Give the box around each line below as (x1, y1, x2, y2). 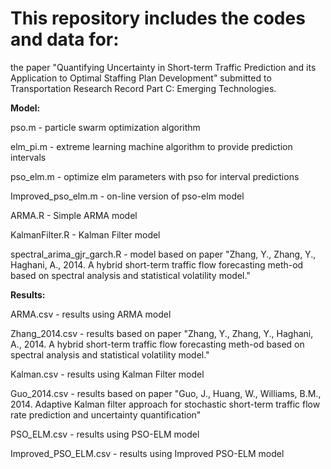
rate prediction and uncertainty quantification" (10, 408, 202, 421)
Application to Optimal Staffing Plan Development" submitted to (10, 72, 272, 84)
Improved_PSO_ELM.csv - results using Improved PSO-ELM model (10, 447, 285, 459)
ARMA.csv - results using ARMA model (10, 308, 172, 320)
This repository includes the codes (10, 7, 306, 30)
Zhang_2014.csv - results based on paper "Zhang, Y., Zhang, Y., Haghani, (10, 327, 314, 339)
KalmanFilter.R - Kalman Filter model (10, 228, 161, 241)
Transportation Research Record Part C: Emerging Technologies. (10, 82, 277, 94)
